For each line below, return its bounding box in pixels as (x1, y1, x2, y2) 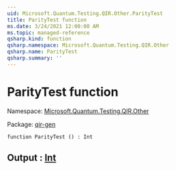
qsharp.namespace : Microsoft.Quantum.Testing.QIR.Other (7, 42, 169, 49)
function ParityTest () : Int (7, 133, 93, 141)
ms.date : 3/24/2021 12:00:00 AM (7, 23, 99, 29)
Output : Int (7, 152, 57, 164)
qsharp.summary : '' (7, 55, 63, 62)
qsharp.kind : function (7, 36, 72, 42)
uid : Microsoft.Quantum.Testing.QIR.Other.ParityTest (7, 10, 164, 17)
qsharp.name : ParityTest (7, 49, 78, 56)
